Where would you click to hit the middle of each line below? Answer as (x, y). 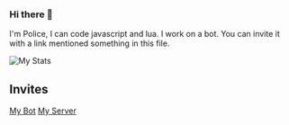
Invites (29, 89)
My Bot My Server (43, 111)
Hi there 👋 (32, 14)
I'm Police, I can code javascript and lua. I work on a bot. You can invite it (145, 34)
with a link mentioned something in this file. (90, 43)
